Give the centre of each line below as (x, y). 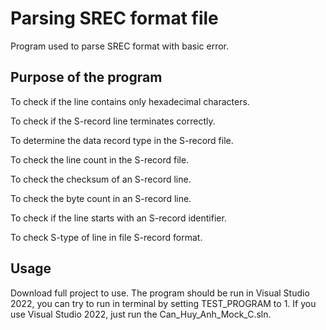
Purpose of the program (86, 77)
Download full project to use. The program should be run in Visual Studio (160, 293)
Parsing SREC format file (114, 18)
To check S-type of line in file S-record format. (106, 237)
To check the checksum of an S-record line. (101, 179)
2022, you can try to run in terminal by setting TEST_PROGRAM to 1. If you (163, 303)
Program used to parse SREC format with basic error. (120, 46)
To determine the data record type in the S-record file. (122, 140)
